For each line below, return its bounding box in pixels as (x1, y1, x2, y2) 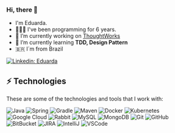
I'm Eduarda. (15, 20, 48, 27)
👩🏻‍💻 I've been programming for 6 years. (15, 26, 116, 33)
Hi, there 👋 (6, 5, 38, 14)
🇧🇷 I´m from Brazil (15, 45, 63, 52)
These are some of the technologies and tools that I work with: (6, 95, 163, 102)
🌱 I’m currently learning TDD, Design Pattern (15, 39, 128, 46)
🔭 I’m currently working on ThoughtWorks (15, 32, 121, 40)
